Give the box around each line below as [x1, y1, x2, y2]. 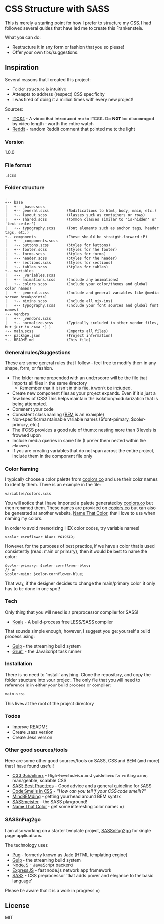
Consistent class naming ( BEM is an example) [12, 411, 104, 417]
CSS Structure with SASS [5, 3, 110, 15]
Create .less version [12, 734, 53, 740]
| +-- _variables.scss [5, 273, 56, 278]
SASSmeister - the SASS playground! [12, 799, 87, 805]
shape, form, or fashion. [5, 365, 54, 371]
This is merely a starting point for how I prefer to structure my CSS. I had [5, 20, 152, 26]
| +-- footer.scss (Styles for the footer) [5, 247, 117, 252]
